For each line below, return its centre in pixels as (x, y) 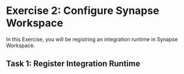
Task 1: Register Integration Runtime (73, 64)
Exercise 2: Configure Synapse (83, 11)
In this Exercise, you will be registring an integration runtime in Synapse (92, 39)
